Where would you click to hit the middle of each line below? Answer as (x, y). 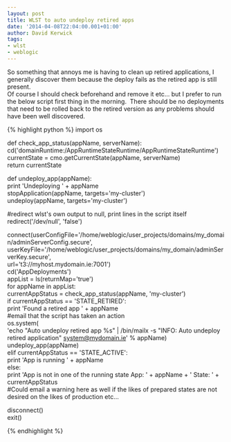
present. (19, 87)
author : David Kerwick (40, 33)
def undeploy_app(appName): (49, 178)
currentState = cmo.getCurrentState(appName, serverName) (94, 157)
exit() (15, 417)
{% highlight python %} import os (55, 130)
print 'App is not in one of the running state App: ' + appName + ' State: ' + (113, 374)
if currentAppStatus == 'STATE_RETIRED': (67, 301)
